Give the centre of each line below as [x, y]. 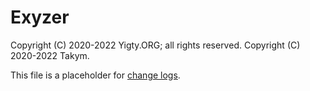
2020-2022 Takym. [50, 55]
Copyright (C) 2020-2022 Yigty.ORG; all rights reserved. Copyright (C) [155, 45]
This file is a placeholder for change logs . [95, 75]
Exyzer [40, 17]
